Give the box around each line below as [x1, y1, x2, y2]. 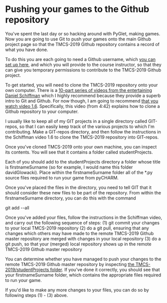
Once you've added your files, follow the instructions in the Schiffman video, [5, 214, 163, 220]
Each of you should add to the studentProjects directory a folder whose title [5, 158, 161, 164]
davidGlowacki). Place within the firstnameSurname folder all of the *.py [5, 169, 153, 175]
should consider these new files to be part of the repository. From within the [5, 189, 161, 195]
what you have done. [5, 46, 48, 52]
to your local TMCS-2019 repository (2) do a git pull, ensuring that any [5, 225, 150, 231]
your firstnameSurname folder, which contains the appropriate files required [5, 271, 162, 278]
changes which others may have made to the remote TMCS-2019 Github [5, 230, 154, 236]
